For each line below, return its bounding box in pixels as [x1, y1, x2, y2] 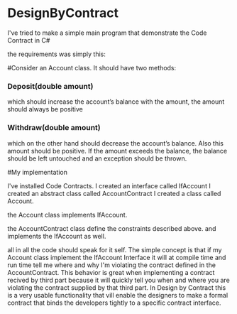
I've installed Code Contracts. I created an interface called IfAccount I [7, 181, 211, 190]
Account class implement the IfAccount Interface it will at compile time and [7, 253, 226, 261]
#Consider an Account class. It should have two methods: [7, 63, 177, 72]
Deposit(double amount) [7, 81, 94, 91]
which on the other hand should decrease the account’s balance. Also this [7, 139, 224, 147]
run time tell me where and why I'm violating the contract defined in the [7, 261, 216, 269]
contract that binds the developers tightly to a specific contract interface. [7, 298, 221, 307]
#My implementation [7, 168, 68, 176]
